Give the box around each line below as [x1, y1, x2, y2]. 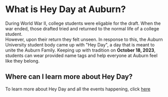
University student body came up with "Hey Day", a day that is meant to [5, 41, 155, 47]
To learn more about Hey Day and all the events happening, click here [5, 86, 151, 92]
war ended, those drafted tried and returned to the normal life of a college [5, 25, 159, 31]
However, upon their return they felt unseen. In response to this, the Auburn [5, 36, 163, 42]
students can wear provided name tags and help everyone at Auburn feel [5, 52, 158, 59]
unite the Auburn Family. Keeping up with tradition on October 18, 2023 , [5, 47, 156, 53]
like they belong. [5, 58, 40, 64]
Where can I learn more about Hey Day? [5, 72, 133, 81]
